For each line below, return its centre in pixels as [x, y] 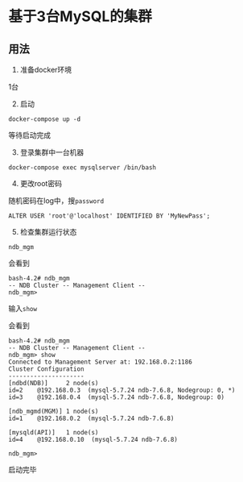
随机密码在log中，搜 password [56, 201]
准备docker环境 [46, 70]
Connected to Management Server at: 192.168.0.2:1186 [101, 362]
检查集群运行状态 [48, 232]
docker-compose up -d [45, 119]
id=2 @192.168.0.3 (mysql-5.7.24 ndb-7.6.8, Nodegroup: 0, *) [122, 390]
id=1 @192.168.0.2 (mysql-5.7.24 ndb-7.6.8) [91, 418]
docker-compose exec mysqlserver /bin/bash [82, 168]
